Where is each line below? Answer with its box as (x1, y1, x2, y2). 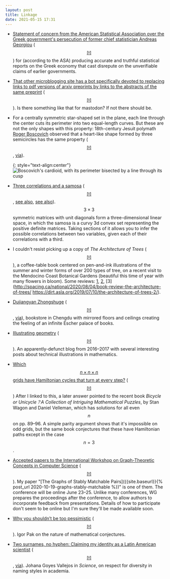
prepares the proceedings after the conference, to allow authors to (12, 495, 152, 501)
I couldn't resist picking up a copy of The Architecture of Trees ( (12, 246, 147, 252)
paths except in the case (12, 431, 64, 438)
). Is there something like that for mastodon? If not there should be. (12, 105, 153, 111)
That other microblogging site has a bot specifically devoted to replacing (12, 78, 165, 84)
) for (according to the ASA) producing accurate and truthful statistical (12, 57, 160, 64)
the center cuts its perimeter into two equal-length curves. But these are (12, 120, 164, 126)
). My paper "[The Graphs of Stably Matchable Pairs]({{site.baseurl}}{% (12, 479, 163, 485)
